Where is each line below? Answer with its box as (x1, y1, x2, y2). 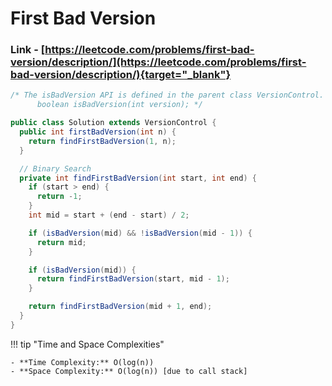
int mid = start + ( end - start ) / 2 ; (28, 210, 190, 221)
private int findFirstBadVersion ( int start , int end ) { (19, 173, 257, 183)
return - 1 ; (36, 192, 83, 202)
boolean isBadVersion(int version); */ (36, 100, 203, 110)
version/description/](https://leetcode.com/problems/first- (10, 55, 307, 69)
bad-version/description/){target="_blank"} (10, 68, 232, 82)
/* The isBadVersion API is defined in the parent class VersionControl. (10, 90, 325, 101)
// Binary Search (19, 163, 92, 174)
